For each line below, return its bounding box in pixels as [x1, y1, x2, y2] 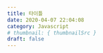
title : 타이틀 [7, 10, 43, 17]
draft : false [7, 36, 45, 43]
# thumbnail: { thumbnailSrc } [7, 29, 97, 36]
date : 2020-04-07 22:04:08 [7, 17, 84, 23]
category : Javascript [7, 23, 69, 30]
